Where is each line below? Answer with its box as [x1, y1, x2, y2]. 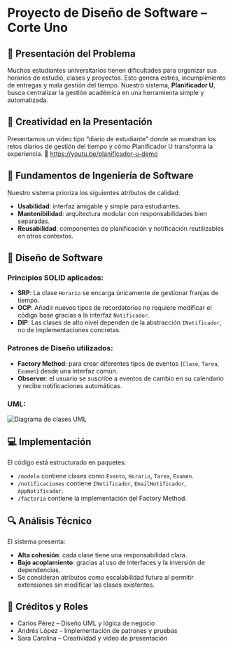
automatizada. [7, 96, 49, 104]
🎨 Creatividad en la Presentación [7, 116, 153, 128]
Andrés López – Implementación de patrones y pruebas [17, 627, 178, 635]
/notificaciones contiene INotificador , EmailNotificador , [17, 479, 187, 487]
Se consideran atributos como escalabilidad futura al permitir [17, 573, 194, 581]
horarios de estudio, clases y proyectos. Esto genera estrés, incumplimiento [7, 73, 226, 82]
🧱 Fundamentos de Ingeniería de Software [7, 170, 194, 182]
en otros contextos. [17, 231, 74, 240]
